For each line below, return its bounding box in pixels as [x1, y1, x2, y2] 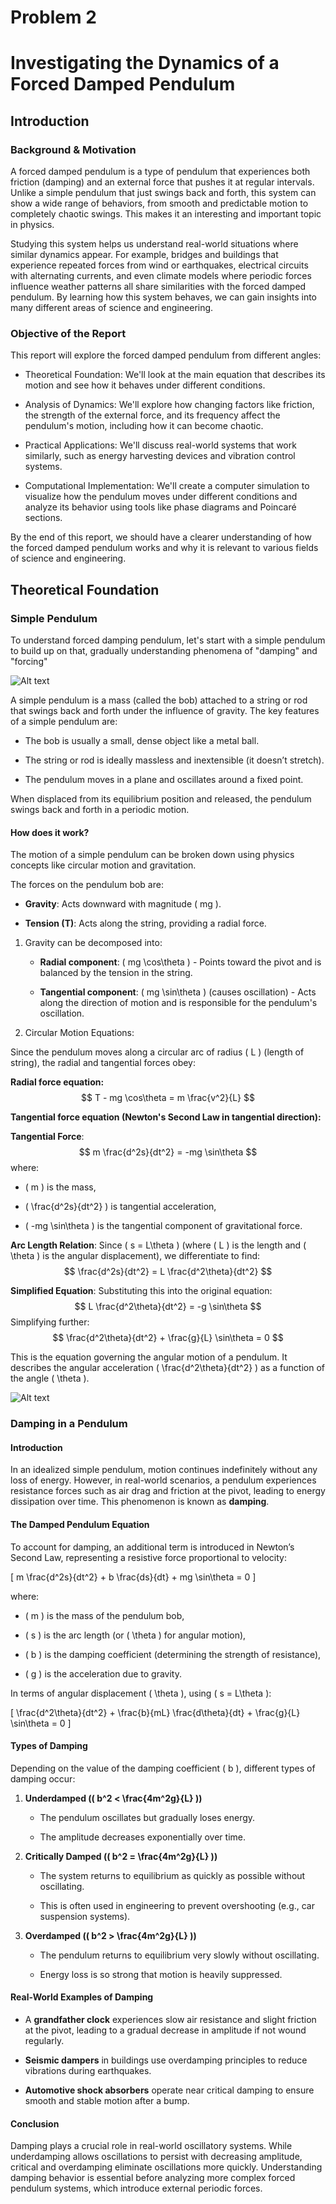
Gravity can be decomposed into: [24, 937, 163, 949]
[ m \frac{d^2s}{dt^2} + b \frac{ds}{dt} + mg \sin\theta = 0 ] [10, 1571, 257, 1583]
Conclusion [10, 2117, 60, 2130]
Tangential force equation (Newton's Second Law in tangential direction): [10, 1111, 322, 1123]
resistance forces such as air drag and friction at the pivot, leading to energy [10, 1485, 326, 1497]
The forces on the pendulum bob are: [10, 879, 164, 891]
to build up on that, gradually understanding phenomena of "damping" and [10, 645, 318, 657]
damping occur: [10, 1772, 76, 1785]
